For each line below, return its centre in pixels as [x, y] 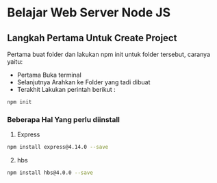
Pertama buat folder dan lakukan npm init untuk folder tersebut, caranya [109, 54]
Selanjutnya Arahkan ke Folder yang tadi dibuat [84, 82]
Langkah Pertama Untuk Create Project [92, 38]
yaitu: [15, 62]
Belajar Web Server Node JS [89, 13]
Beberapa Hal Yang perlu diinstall [64, 119]
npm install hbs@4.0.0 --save [50, 173]
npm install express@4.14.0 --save [58, 147]
